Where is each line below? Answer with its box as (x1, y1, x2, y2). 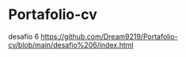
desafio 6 (8, 32, 40, 41)
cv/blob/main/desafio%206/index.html (8, 40, 134, 49)
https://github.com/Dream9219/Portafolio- (40, 32, 178, 41)
